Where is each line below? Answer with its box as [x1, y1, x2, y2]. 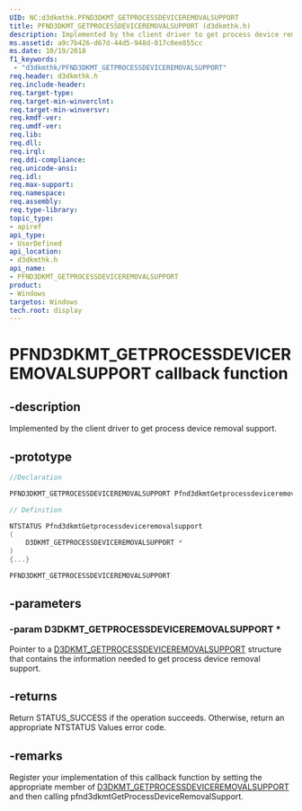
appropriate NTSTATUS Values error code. [9, 722, 166, 733]
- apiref [9, 222, 42, 231]
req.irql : [9, 147, 47, 156]
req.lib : [9, 130, 42, 139]
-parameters [9, 596, 82, 611]
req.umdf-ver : [9, 122, 63, 131]
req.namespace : [9, 189, 67, 198]
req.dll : [9, 138, 42, 147]
